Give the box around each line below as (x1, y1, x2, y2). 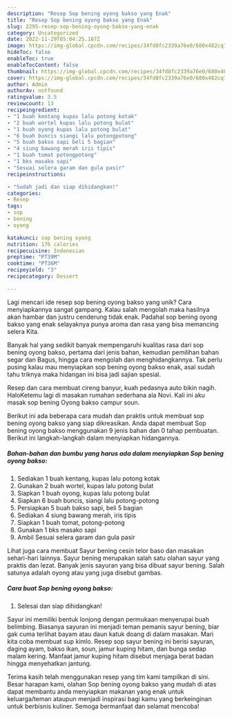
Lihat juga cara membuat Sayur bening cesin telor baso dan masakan (7, 546, 204, 555)
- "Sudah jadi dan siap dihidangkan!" (7, 183, 119, 190)
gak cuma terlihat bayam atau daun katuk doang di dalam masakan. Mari (7, 630, 214, 638)
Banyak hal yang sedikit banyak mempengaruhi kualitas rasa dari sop (7, 340, 204, 349)
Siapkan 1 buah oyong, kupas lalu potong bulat (17, 489, 150, 497)
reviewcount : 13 (7, 100, 54, 107)
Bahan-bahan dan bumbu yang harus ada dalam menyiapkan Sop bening (7, 449, 224, 458)
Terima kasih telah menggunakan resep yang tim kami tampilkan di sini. (7, 672, 210, 681)
